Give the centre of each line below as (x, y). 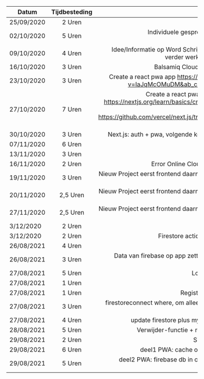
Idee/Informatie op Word (146, 49)
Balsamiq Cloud (176, 67)
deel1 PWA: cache (166, 350)
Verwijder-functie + (165, 330)
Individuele (163, 32)
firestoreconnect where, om (145, 303)
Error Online (168, 164)
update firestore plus (160, 320)
